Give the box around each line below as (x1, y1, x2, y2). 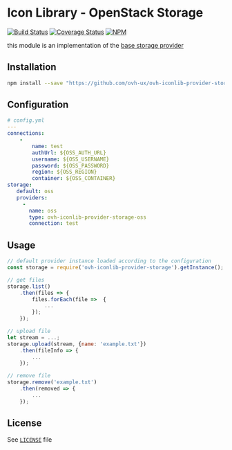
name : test (32, 143, 64, 150)
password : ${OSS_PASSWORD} (32, 162, 110, 169)
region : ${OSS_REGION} (32, 168, 97, 176)
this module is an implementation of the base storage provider (7, 41, 184, 49)
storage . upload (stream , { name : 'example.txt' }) (7, 341, 147, 348)
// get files (7, 276, 45, 283)
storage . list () (7, 282, 51, 290)
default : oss (16, 188, 54, 195)
